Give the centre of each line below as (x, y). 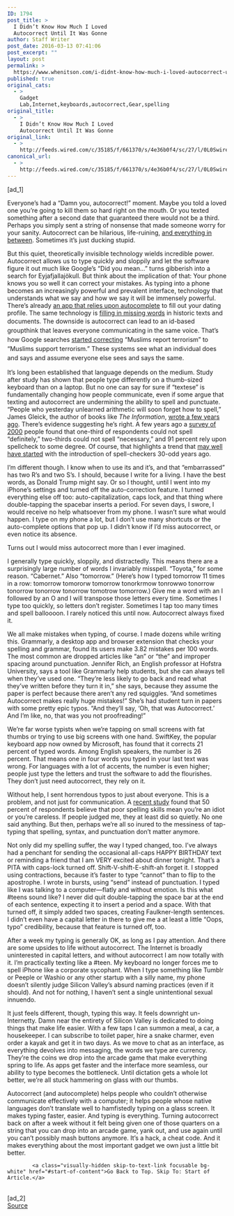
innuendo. (22, 1000)
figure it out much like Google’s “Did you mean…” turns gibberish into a (109, 268)
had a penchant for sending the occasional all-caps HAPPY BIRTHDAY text (114, 852)
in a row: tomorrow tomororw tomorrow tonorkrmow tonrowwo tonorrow (111, 583)
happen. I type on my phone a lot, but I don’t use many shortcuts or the (109, 519)
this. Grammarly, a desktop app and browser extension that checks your (111, 641)
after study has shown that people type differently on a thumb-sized (105, 379)
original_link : (29, 137)
